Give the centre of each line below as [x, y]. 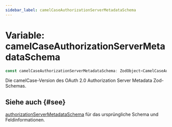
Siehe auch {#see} [36, 102]
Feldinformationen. [25, 120]
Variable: [25, 35]
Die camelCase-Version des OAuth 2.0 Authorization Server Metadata [79, 80]
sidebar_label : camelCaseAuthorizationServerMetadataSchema [71, 10]
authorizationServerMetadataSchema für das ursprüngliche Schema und [82, 114]
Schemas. [16, 86]
